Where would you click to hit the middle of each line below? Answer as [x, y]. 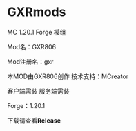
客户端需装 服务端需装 [38, 91]
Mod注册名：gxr [30, 61]
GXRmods [37, 12]
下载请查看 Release [34, 120]
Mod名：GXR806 [32, 46]
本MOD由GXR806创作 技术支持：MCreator [68, 76]
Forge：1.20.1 [26, 105]
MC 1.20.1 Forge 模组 [37, 32]
